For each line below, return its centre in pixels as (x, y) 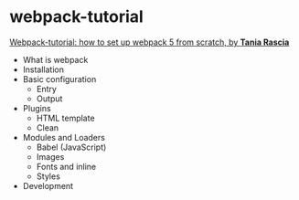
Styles (48, 176)
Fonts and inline (66, 166)
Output (49, 99)
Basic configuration (59, 79)
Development (48, 185)
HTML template (65, 118)
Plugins (37, 108)
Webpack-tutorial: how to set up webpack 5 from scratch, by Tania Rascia (149, 42)
